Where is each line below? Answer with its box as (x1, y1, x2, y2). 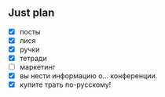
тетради (19, 54, 47, 63)
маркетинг (19, 63, 56, 72)
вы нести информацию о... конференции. (19, 71, 158, 81)
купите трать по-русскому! (19, 80, 112, 89)
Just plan (8, 6, 55, 20)
